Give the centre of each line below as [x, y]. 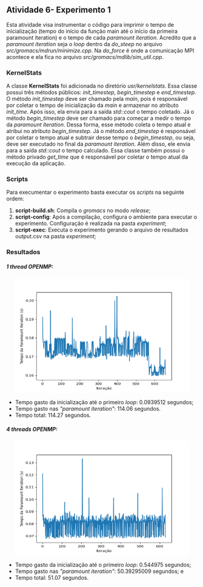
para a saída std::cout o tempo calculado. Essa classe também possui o [95, 151]
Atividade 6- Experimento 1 [58, 10]
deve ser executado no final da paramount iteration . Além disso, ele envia [98, 144]
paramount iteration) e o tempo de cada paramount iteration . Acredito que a [101, 37]
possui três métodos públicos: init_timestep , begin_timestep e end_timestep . [101, 92]
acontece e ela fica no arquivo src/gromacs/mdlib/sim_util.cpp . [85, 57]
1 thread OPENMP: [30, 266]
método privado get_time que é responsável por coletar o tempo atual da [97, 157]
